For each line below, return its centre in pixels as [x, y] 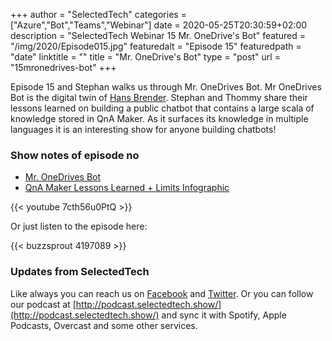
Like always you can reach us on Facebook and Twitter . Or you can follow [162, 293]
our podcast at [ [43, 304]
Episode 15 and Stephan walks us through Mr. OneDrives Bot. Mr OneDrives [166, 87]
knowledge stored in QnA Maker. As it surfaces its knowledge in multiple [159, 118]
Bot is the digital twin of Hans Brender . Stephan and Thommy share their [159, 97]
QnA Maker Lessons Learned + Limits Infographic [127, 188]
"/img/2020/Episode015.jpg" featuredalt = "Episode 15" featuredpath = [156, 46]
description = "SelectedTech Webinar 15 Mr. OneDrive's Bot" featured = [158, 35]
